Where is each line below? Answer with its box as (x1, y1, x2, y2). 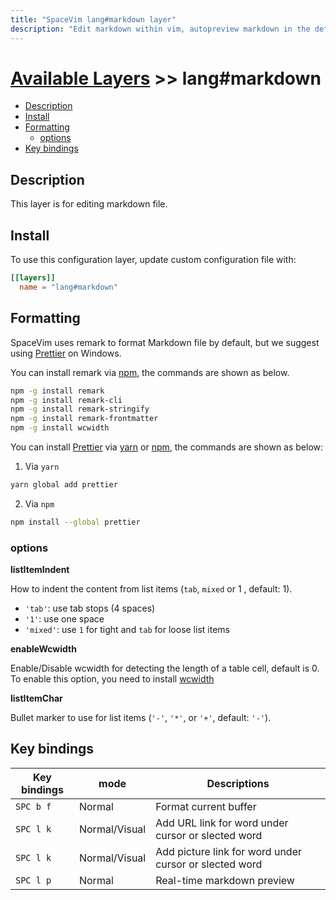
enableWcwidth (10, 643, 77, 655)
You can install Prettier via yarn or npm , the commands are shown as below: (10, 441, 324, 453)
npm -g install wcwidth (10, 423, 110, 433)
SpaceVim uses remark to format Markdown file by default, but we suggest (10, 336, 320, 348)
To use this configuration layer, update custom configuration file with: (10, 254, 297, 266)
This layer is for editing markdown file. (10, 198, 168, 210)
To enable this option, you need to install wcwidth (10, 673, 215, 685)
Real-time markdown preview (155, 873, 295, 887)
